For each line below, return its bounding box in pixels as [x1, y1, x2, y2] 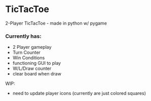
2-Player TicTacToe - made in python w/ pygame [5, 20, 107, 26]
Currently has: [5, 33, 42, 40]
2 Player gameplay [12, 44, 52, 50]
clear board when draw [12, 71, 62, 77]
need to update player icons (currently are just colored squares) [12, 90, 146, 96]
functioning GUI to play [12, 60, 61, 66]
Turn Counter [12, 49, 41, 56]
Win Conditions [12, 55, 45, 61]
